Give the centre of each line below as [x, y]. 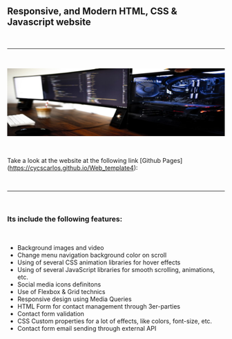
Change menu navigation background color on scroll [92, 255]
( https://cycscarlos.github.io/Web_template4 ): [72, 168]
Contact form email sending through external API [87, 328]
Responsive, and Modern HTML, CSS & [92, 11]
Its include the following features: [65, 219]
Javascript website [49, 22]
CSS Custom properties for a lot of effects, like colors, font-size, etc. [115, 321]
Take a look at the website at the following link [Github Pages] [95, 161]
